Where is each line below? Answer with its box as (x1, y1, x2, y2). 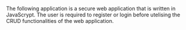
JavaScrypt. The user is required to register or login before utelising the (6, 11, 181, 18)
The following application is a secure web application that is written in (6, 5, 176, 12)
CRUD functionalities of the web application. (6, 18, 114, 24)
